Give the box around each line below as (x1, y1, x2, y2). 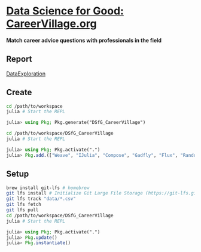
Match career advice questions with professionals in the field (6, 37, 162, 44)
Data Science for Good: (6, 4, 124, 18)
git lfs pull (6, 207, 39, 213)
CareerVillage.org (6, 17, 97, 31)
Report (6, 54, 32, 64)
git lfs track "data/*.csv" (6, 196, 77, 202)
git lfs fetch (6, 202, 42, 208)
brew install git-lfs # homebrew (6, 184, 90, 191)
